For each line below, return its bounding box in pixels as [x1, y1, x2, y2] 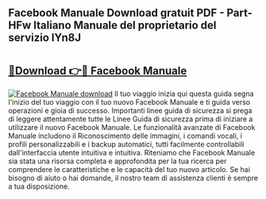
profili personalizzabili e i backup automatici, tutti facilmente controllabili [8, 140, 245, 149]
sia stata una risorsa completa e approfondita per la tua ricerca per [8, 156, 227, 166]
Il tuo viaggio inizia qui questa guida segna [114, 89, 254, 98]
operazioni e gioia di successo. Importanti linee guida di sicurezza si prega [8, 106, 253, 115]
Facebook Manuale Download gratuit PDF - [8, 6, 225, 20]
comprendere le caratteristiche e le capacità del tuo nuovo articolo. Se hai [8, 165, 250, 174]
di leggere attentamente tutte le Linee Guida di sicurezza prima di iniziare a [8, 114, 253, 124]
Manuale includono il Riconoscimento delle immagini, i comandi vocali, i [8, 131, 242, 140]
